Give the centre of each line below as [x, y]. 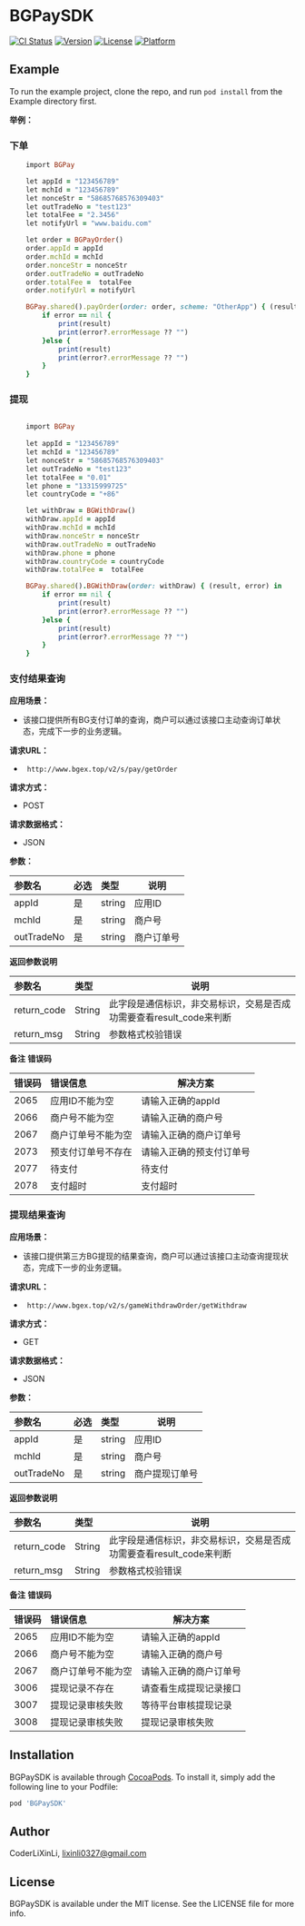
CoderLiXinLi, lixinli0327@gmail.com [78, 1853]
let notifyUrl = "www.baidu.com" [89, 223]
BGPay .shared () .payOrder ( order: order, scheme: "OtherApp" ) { [146, 307]
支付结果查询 [38, 679]
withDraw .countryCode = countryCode [95, 561]
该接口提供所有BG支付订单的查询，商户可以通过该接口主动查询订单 [148, 719]
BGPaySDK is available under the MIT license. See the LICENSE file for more [152, 1904]
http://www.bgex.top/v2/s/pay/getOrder [102, 769]
